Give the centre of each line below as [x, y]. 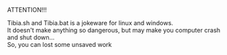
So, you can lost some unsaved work [60, 44]
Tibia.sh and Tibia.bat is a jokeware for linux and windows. [90, 23]
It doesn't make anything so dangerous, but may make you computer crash [114, 30]
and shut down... [31, 37]
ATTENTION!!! [27, 10]
